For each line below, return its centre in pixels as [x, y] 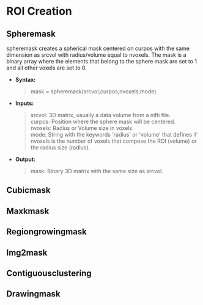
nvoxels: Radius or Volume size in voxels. [82, 128]
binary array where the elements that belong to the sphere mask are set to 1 [102, 61]
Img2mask [27, 252]
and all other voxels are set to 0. [47, 68]
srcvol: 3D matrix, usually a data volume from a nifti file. [101, 115]
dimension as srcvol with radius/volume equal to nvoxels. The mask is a [96, 55]
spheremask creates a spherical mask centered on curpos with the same [98, 48]
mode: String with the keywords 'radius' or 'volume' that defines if [114, 135]
